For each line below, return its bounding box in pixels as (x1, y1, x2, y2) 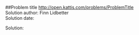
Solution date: (5, 15, 34, 21)
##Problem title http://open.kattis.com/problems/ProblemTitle (5, 5, 134, 10)
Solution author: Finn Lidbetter (5, 10, 69, 16)
